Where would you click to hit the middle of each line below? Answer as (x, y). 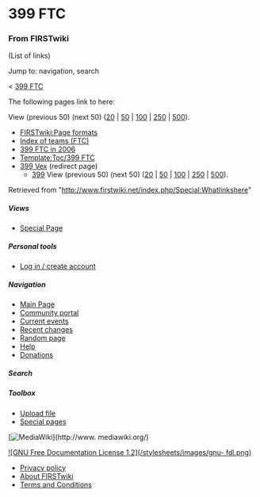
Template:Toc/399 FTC (57, 158)
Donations (36, 355)
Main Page (37, 304)
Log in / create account (58, 266)
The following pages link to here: (61, 102)
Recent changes (46, 330)
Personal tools (32, 247)
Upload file (38, 413)
